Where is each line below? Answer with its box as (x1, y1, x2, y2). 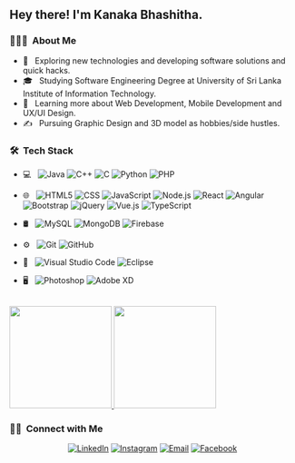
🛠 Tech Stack (9, 144, 74, 157)
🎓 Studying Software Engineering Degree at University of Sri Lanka (22, 74, 282, 85)
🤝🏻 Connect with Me (9, 422, 103, 435)
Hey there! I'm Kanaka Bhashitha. (9, 7, 203, 23)
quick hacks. (22, 64, 71, 75)
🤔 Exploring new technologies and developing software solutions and (22, 54, 286, 66)
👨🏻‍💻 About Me (9, 34, 77, 47)
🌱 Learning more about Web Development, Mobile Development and (22, 97, 282, 108)
